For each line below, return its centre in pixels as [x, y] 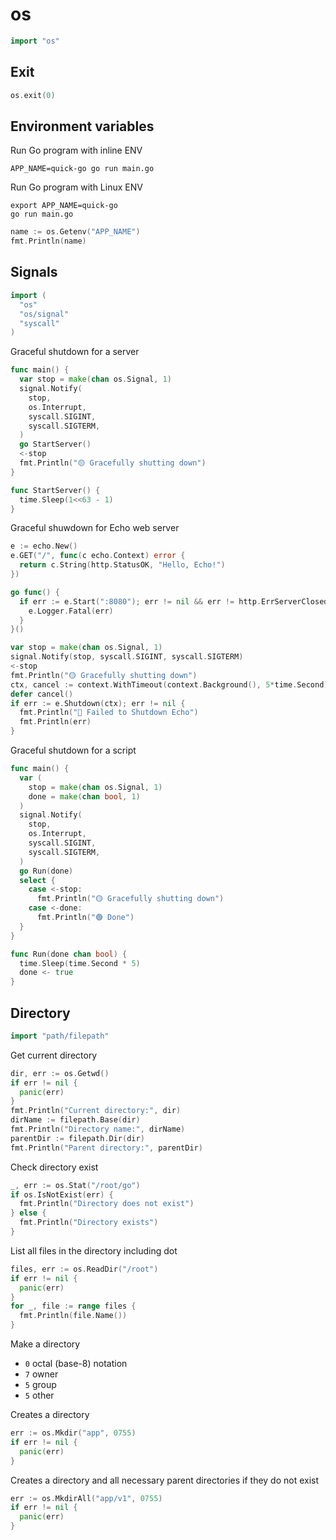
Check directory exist [54, 1167]
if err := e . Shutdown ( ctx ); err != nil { [98, 703]
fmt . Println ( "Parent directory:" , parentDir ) [106, 1148]
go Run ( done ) [46, 871]
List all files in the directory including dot [94, 1250]
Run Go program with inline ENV [76, 150]
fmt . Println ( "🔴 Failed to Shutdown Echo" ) [109, 713]
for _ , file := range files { [73, 1306]
